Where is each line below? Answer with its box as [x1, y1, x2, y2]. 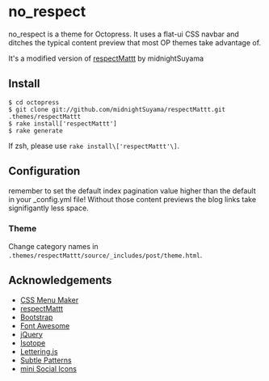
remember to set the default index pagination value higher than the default [8, 185, 256, 196]
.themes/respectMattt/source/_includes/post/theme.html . [8, 250, 203, 260]
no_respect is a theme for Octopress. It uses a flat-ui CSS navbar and [8, 29, 240, 39]
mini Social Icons [19, 363, 77, 374]
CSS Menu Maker [19, 294, 79, 305]
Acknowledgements [8, 273, 112, 287]
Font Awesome [19, 320, 70, 330]
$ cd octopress [8, 98, 60, 107]
